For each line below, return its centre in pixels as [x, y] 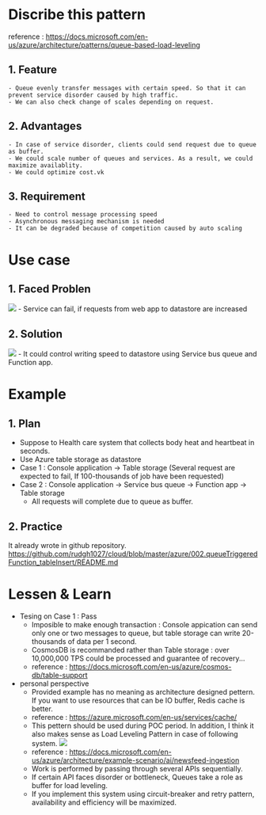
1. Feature [33, 70]
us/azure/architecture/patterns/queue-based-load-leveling [104, 44]
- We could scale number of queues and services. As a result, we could [131, 158]
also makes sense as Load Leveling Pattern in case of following [135, 733]
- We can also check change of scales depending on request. [111, 102]
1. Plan [25, 423]
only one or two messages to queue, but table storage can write [136, 633]
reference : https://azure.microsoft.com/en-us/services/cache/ [134, 717]
